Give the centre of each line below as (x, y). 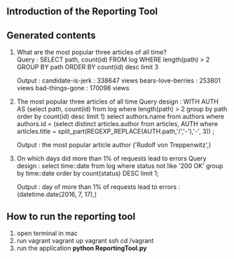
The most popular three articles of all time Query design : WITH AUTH (117, 101)
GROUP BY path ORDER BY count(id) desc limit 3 (88, 67)
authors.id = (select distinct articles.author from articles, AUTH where (117, 124)
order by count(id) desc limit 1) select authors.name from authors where (121, 117)
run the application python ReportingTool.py (82, 248)
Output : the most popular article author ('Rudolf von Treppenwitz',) (114, 145)
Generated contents (51, 35)
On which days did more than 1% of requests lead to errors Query (111, 159)
